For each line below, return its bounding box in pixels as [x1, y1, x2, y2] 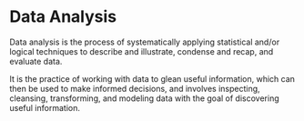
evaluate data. [9, 55, 63, 66]
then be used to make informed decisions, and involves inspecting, [9, 83, 261, 94]
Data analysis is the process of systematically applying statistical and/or [9, 36, 280, 47]
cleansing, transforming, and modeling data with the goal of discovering [9, 93, 279, 104]
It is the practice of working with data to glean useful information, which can [9, 73, 296, 84]
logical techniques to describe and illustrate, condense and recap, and [9, 45, 274, 56]
